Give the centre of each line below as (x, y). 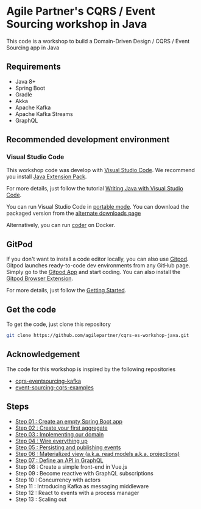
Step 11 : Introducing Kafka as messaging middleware (82, 486)
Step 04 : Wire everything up (51, 441)
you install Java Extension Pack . (47, 177)
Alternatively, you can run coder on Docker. (61, 225)
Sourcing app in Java (33, 48)
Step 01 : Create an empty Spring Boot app (69, 421)
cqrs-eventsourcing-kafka (48, 381)
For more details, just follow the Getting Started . (66, 291)
